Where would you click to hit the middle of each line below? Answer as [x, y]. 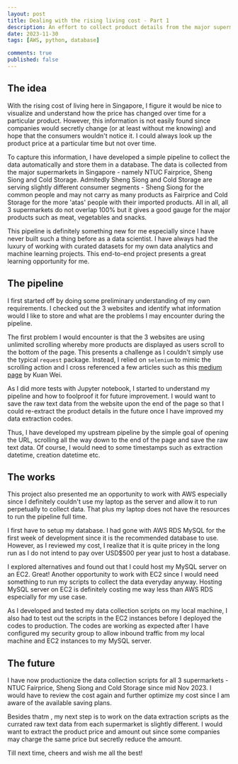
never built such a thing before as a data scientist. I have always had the [113, 238]
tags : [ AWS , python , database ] [53, 40]
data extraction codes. [40, 419]
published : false [33, 60]
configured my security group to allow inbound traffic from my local [106, 633]
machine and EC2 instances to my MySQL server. [80, 641]
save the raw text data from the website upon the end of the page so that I [116, 403]
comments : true [30, 53]
